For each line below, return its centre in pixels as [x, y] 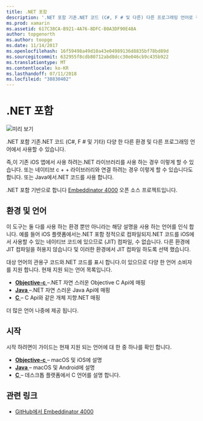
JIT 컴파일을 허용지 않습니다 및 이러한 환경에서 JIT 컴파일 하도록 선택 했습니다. [99, 249]
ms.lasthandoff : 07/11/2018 [42, 74]
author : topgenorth [31, 34]
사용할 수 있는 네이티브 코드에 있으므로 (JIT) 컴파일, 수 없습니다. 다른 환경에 [101, 242]
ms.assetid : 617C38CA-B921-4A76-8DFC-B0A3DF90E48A [71, 29]
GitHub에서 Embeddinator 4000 [54, 411]
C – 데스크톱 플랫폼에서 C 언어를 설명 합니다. [68, 374]
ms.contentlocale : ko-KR [37, 68]
